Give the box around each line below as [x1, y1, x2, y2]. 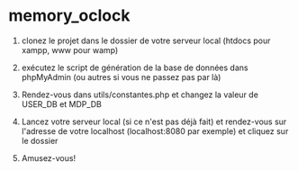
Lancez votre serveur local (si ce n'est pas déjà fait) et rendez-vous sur [21, 116, 287, 127]
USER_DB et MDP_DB [21, 98, 103, 109]
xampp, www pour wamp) [21, 44, 119, 55]
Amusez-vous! [21, 152, 77, 163]
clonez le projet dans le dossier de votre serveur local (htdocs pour [21, 35, 271, 46]
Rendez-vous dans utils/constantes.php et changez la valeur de [21, 89, 258, 100]
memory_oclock [8, 5, 131, 26]
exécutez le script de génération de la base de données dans [21, 62, 248, 73]
